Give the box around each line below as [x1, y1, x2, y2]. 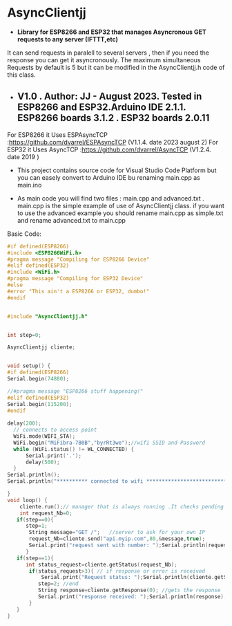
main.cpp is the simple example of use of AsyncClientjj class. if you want [17, 201, 224, 210]
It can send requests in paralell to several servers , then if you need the [7, 48, 209, 57]
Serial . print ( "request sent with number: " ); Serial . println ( [28, 542, 209, 549]
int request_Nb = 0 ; [19, 510, 72, 517]
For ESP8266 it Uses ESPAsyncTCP [7, 130, 108, 139]
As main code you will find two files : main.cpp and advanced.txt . [17, 194, 205, 202]
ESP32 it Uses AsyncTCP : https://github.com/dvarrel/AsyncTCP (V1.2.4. [7, 145, 212, 154]
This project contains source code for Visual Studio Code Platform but [17, 166, 217, 174]
